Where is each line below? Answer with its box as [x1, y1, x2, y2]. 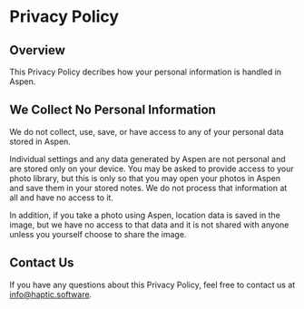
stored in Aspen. [9, 136, 71, 147]
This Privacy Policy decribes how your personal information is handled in [9, 66, 282, 77]
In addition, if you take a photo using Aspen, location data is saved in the [9, 209, 281, 220]
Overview [9, 43, 66, 58]
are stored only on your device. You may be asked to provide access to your [9, 163, 295, 174]
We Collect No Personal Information [9, 102, 216, 118]
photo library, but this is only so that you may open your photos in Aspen [9, 172, 281, 183]
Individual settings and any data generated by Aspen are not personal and [9, 153, 286, 164]
